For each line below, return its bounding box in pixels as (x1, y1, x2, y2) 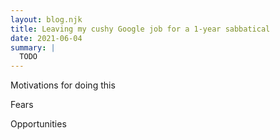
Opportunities (10, 118, 67, 130)
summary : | (10, 42, 56, 53)
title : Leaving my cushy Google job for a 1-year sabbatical (10, 24, 271, 34)
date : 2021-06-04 (10, 33, 83, 43)
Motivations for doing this (10, 79, 116, 91)
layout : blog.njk (10, 14, 83, 25)
